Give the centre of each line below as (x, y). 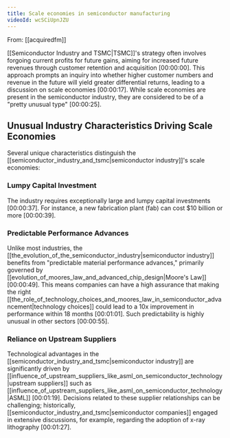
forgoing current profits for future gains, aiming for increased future (103, 60)
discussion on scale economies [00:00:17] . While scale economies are (106, 90)
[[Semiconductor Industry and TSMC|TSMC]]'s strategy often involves (107, 53)
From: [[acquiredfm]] (37, 39)
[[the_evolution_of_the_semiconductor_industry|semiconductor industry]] (111, 255)
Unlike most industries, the (45, 248)
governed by (25, 270)
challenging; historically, (42, 405)
